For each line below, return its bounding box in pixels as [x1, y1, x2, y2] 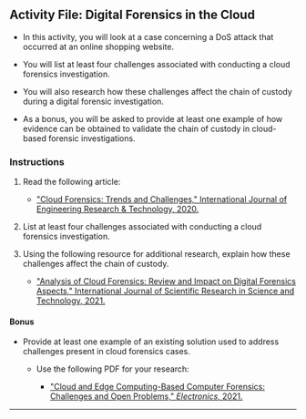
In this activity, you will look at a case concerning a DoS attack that [22, 31, 274, 42]
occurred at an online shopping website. [22, 41, 175, 52]
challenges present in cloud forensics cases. [22, 346, 191, 357]
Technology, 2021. [36, 295, 106, 306]
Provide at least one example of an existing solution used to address [22, 336, 280, 347]
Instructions [9, 155, 66, 168]
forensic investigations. [48, 132, 136, 144]
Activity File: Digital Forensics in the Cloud [9, 7, 255, 23]
